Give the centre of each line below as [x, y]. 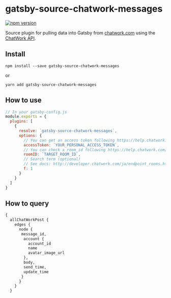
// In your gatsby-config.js [36, 112]
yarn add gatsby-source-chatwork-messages [51, 84]
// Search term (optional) [52, 159]
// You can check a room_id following [65, 150]
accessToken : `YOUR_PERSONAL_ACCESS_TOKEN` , [72, 145]
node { [26, 229]
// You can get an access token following [69, 140]
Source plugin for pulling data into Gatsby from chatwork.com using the [80, 33]
